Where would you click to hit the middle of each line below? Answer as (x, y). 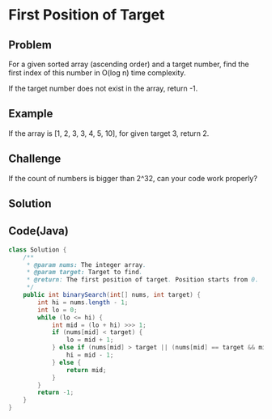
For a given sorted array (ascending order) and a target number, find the (129, 64)
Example (31, 114)
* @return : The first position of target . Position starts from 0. (142, 280)
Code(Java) (38, 231)
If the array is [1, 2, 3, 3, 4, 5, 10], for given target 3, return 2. (109, 133)
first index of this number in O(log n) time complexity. (97, 73)
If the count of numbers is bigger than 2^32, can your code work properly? (133, 178)
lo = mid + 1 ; (90, 340)
